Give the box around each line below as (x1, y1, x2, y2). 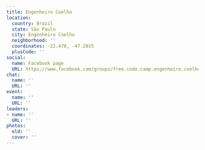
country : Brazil (12, 20, 53, 26)
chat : (6, 72, 20, 78)
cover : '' (12, 134, 37, 141)
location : (6, 15, 32, 21)
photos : (6, 123, 26, 129)
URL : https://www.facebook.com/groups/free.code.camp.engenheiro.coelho (12, 66, 201, 72)
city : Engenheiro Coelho (12, 32, 75, 38)
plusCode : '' (12, 49, 45, 55)
